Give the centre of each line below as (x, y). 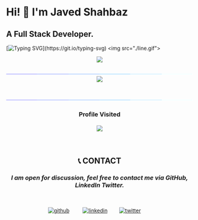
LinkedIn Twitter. (100, 185)
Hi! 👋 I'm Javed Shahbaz (67, 12)
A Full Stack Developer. (50, 34)
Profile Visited (100, 114)
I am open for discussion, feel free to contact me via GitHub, (100, 177)
